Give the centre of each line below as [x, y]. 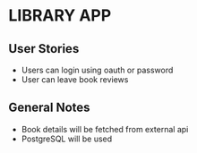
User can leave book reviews [75, 80]
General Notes [49, 108]
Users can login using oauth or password [97, 70]
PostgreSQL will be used [67, 139]
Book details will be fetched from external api [105, 129]
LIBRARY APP [60, 16]
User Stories [44, 49]
